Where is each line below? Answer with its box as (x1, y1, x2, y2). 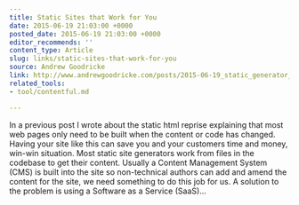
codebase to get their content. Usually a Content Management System (9, 157, 268, 168)
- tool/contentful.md (9, 87, 90, 96)
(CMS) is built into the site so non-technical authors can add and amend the (9, 166, 287, 177)
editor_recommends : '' (9, 37, 93, 47)
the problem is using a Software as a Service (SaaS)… (9, 185, 206, 196)
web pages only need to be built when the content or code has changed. (9, 129, 276, 139)
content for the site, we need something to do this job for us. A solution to (9, 176, 279, 186)
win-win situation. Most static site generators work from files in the (9, 147, 255, 158)
